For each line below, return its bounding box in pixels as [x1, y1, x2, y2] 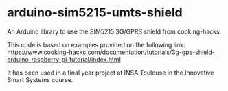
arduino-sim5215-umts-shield [7, 5, 183, 21]
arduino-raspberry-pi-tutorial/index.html [7, 55, 122, 63]
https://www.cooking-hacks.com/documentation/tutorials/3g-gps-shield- [7, 48, 215, 56]
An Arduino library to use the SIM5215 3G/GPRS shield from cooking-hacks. [7, 27, 222, 36]
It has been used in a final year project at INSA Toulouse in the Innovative [7, 68, 214, 77]
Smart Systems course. [7, 75, 73, 83]
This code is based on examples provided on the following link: [7, 40, 185, 49]
